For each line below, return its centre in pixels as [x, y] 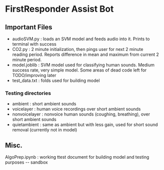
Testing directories [28, 93]
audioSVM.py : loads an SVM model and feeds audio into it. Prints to [81, 39]
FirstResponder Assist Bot [59, 9]
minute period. [27, 60]
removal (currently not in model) [45, 130]
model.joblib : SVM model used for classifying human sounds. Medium [83, 65]
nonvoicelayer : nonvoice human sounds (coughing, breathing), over [81, 114]
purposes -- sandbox [26, 162]
